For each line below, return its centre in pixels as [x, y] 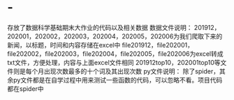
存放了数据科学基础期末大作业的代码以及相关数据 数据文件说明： [100, 27]
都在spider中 [25, 88]
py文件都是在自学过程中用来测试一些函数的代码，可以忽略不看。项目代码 [118, 80]
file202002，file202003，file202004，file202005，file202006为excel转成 [115, 53]
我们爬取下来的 [201, 36]
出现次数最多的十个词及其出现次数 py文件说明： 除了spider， [132, 71]
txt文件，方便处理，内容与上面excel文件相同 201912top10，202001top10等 [114, 62]
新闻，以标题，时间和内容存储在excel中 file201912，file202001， [101, 45]
